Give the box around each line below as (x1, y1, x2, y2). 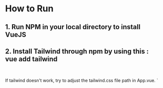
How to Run (5, 3, 54, 14)
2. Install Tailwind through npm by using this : (5, 47, 149, 55)
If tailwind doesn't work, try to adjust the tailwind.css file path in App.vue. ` (5, 78, 159, 84)
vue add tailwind (5, 55, 58, 63)
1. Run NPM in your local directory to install (5, 23, 141, 31)
